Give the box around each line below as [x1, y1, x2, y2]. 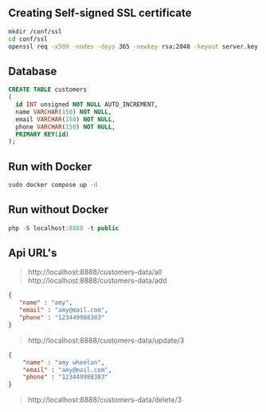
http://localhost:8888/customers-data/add [27, 275, 167, 286]
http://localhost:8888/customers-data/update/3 [27, 335, 185, 345]
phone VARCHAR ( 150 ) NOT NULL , [15, 123, 115, 131]
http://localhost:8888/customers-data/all [27, 267, 162, 277]
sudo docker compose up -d [8, 181, 98, 189]
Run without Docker [8, 203, 109, 216]
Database [8, 64, 57, 78]
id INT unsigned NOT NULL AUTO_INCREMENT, [15, 101, 158, 109]
